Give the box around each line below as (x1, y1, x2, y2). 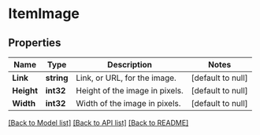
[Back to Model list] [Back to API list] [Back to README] (8, 119, 189, 127)
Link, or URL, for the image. (76, 72, 177, 83)
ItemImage (8, 5, 80, 23)
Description (107, 60, 152, 70)
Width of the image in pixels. (76, 98, 181, 108)
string (45, 72, 69, 83)
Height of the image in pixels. (76, 86, 184, 96)
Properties (8, 36, 61, 49)
